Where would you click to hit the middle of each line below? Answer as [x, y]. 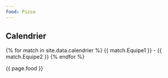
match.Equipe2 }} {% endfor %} [45, 57]
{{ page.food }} [24, 68]
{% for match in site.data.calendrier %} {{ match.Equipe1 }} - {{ [84, 50]
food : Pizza [20, 12]
